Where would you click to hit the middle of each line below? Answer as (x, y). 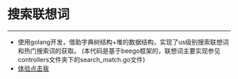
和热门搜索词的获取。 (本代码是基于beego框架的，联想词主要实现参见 (119, 51)
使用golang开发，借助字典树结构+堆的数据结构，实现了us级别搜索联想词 (123, 42)
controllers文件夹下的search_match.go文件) (81, 59)
